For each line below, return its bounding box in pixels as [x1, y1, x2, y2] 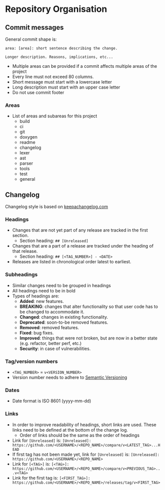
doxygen [19, 134, 38, 140]
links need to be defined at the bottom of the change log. [12, 427, 128, 433]
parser [19, 160, 33, 166]
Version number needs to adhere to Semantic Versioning [12, 375, 127, 380]
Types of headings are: [12, 293, 60, 299]
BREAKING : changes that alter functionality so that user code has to [19, 303, 159, 309]
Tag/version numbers [5, 358, 58, 365]
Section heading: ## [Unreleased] [19, 238, 89, 244]
